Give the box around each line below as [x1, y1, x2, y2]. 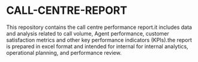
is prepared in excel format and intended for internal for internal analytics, [6, 43, 188, 50]
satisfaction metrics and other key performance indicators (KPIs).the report [6, 36, 192, 43]
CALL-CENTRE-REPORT [6, 4, 128, 17]
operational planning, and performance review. [6, 49, 122, 56]
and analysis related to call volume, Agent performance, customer [6, 29, 169, 37]
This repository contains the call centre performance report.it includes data [6, 23, 192, 31]
